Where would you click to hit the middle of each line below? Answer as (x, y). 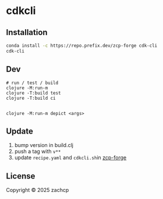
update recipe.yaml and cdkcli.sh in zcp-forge (70, 158)
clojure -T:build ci (31, 98)
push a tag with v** (38, 151)
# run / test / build (32, 83)
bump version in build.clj (44, 145)
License (21, 176)
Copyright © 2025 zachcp (38, 190)
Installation (27, 32)
